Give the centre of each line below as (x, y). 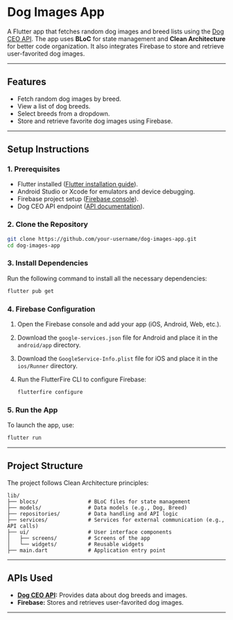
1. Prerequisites (34, 169)
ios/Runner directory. (48, 365)
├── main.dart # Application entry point (87, 550)
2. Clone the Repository (48, 225)
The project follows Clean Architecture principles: (78, 483)
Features (27, 82)
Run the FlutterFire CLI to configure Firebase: (82, 379)
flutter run (24, 438)
